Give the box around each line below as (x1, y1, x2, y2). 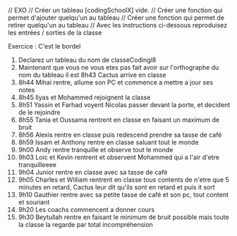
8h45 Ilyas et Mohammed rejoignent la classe (18, 93, 151, 101)
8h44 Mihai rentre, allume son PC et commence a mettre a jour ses (18, 78, 214, 87)
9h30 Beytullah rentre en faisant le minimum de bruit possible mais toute (18, 213, 229, 221)
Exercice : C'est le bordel (8, 42, 81, 50)
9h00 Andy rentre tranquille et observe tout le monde (18, 146, 174, 154)
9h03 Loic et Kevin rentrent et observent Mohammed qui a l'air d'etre (18, 153, 219, 161)
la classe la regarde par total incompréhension (18, 221, 154, 228)
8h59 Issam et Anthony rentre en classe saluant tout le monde (18, 138, 200, 147)
